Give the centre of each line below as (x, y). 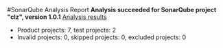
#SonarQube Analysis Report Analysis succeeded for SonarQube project (112, 10)
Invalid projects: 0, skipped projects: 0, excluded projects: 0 (102, 37)
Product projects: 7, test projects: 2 (67, 30)
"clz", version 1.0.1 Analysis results (57, 17)
